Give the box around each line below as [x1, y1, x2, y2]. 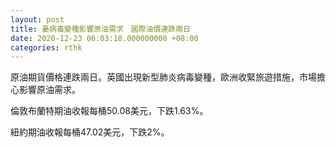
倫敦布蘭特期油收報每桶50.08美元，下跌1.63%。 [10, 105, 209, 117]
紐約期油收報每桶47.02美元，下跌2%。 [10, 126, 170, 138]
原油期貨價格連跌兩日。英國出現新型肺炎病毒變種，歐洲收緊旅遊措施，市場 [10, 71, 317, 83]
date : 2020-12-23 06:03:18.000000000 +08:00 [10, 33, 199, 43]
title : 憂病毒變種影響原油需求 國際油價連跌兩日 [10, 24, 191, 34]
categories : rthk [10, 42, 83, 53]
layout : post [10, 14, 65, 25]
